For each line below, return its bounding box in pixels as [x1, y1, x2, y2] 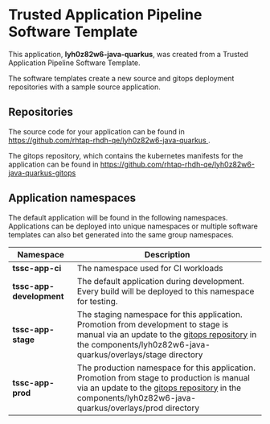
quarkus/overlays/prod [76, 402, 163, 414]
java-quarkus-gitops [8, 167, 76, 178]
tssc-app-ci [12, 262, 62, 274]
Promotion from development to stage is [76, 319, 229, 330]
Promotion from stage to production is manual [76, 372, 251, 383]
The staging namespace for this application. [76, 308, 243, 319]
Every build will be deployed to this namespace [76, 286, 255, 297]
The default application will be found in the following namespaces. [8, 212, 228, 222]
